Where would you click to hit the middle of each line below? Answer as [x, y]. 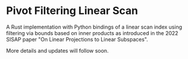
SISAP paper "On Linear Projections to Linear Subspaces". [77, 39]
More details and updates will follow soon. [57, 50]
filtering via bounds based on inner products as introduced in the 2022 [92, 33]
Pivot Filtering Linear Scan [72, 11]
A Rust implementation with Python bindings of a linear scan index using [94, 27]
